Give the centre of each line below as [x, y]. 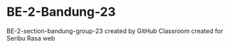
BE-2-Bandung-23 [61, 12]
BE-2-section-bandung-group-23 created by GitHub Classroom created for [115, 31]
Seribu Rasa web [31, 38]
